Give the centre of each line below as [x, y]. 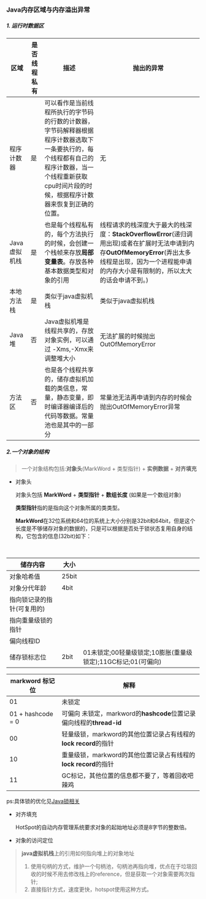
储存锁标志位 [28, 657]
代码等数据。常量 [69, 415]
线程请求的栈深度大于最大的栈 [143, 225]
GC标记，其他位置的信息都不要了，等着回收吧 [128, 776]
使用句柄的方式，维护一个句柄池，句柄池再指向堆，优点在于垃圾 [111, 866]
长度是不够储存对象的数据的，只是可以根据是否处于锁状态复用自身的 [101, 528]
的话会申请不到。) [124, 280]
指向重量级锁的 [31, 620]
